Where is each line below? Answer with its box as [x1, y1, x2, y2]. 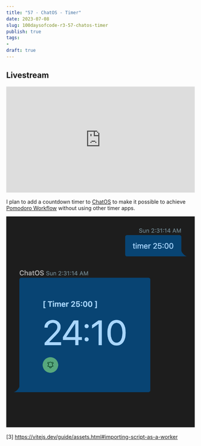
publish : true [6, 29, 42, 35]
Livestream [6, 70, 49, 81]
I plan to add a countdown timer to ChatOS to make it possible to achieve [6, 198, 186, 205]
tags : [6, 35, 20, 41]
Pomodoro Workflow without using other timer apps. [6, 205, 136, 212]
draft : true [6, 48, 36, 54]
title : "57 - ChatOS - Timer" [6, 10, 82, 16]
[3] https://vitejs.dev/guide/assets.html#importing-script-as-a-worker [6, 433, 178, 440]
